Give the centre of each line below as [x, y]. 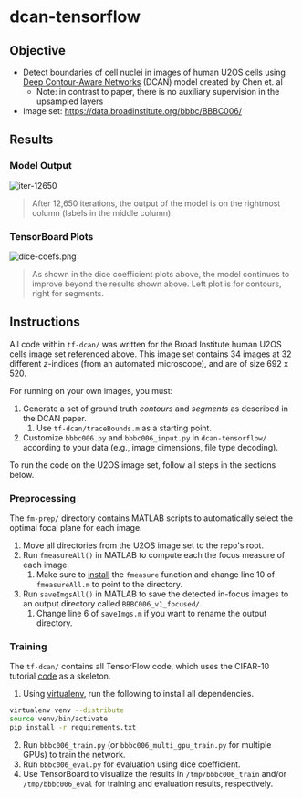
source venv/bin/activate [58, 719]
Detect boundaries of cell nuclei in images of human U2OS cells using [154, 72]
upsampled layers [70, 101]
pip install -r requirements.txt [73, 728]
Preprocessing [42, 498]
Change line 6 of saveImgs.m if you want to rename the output [151, 614]
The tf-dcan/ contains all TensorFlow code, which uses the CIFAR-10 [140, 667]
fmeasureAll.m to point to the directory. [109, 585]
